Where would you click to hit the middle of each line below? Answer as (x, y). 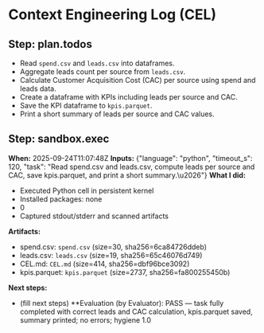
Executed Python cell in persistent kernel (87, 190)
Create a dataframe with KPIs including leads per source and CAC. (128, 97)
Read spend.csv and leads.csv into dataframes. (97, 63)
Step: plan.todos (50, 44)
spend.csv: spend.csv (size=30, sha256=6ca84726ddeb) (113, 247)
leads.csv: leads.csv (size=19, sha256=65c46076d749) (111, 255)
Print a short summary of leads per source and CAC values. (117, 114)
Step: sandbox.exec (59, 139)
